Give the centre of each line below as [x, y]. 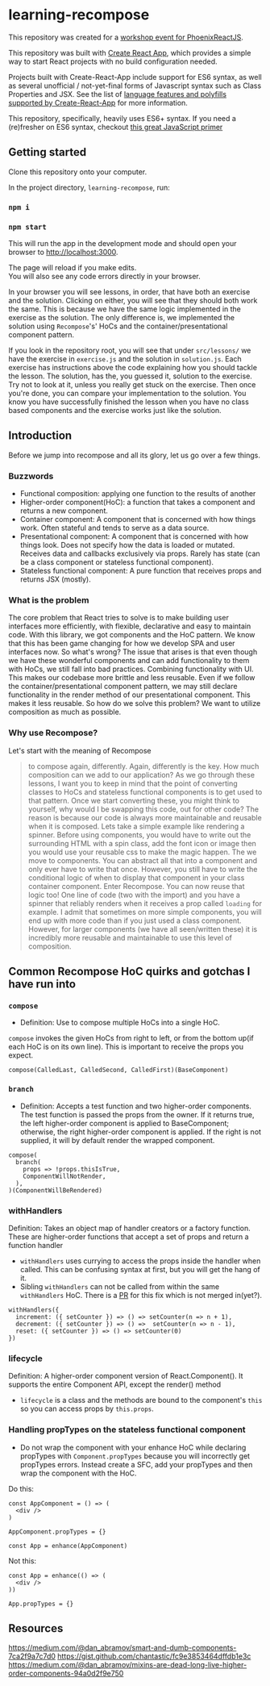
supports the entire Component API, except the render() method [115, 1384]
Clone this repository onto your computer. [78, 172]
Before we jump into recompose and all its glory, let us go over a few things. [134, 455]
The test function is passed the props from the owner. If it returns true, [137, 1114]
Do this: [21, 1488]
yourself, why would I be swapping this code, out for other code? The [143, 809]
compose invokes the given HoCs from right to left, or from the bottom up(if [131, 1038]
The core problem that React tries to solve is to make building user [119, 618]
